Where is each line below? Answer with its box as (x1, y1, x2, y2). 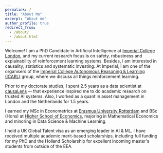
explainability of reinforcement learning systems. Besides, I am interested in (5, 58, 157, 64)
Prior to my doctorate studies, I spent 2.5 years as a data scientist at (5, 83, 142, 89)
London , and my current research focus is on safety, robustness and (5, 53, 143, 58)
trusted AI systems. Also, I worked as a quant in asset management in (5, 93, 145, 99)
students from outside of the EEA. (5, 143, 73, 149)
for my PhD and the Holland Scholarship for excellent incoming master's (5, 138, 149, 144)
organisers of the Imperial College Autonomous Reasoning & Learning (5, 68, 145, 74)
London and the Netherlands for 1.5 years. (5, 98, 90, 104)
